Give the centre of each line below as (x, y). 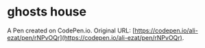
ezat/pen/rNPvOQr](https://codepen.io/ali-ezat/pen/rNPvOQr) (95, 37)
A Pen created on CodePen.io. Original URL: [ (71, 30)
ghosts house (47, 12)
